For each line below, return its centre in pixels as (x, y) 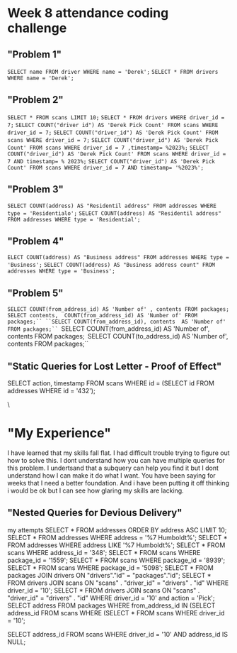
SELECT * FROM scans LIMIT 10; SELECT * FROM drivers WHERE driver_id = (116, 117)
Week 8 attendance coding (88, 13)
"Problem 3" (35, 190)
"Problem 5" (35, 293)
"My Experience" (59, 433)
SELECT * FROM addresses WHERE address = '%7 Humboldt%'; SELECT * (117, 537)
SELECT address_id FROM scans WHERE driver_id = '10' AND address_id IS (118, 634)
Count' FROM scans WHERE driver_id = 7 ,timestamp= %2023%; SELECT (108, 148)
